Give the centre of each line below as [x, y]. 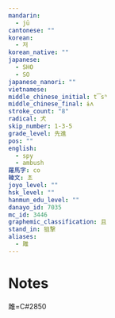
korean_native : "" [38, 52]
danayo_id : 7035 [35, 207]
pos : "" [21, 141]
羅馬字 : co [25, 170]
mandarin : [25, 15]
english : [23, 148]
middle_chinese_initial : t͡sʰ [58, 97]
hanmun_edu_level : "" [44, 200]
